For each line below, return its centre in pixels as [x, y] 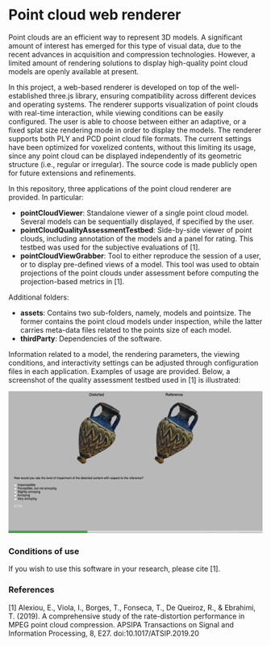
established [27, 95]
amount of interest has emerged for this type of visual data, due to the [125, 45]
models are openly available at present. [74, 71]
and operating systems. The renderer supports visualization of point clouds [133, 104]
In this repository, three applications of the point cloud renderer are [120, 188]
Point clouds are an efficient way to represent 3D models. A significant [126, 37]
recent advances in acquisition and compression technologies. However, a [132, 54]
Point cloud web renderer [95, 15]
